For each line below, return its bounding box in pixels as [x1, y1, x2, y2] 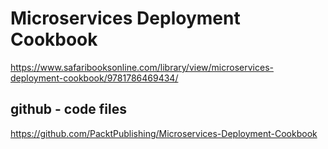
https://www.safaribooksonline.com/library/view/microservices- [10, 61, 274, 73]
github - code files [10, 101, 127, 118]
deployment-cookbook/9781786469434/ [10, 72, 179, 84]
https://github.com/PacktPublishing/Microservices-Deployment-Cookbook [10, 127, 318, 139]
